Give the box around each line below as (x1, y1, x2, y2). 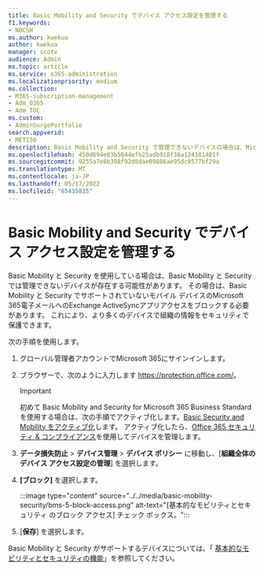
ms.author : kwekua (8, 33, 68, 42)
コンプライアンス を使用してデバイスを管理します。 (41, 431, 206, 441)
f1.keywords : (8, 19, 51, 27)
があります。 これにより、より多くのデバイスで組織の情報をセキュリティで (8, 310, 250, 320)
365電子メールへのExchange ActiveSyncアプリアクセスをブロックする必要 (8, 300, 250, 309)
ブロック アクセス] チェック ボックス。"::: (55, 509, 190, 520)
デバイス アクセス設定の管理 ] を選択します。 (19, 458, 163, 468)
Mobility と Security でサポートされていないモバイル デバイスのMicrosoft (8, 291, 244, 300)
